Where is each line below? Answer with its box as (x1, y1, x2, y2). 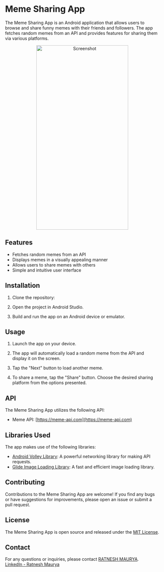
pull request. (5, 502, 30, 508)
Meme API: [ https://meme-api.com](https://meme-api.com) (12, 417, 132, 422)
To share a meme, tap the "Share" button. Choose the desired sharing (12, 375, 153, 381)
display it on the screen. (12, 356, 61, 361)
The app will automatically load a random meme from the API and (12, 350, 144, 356)
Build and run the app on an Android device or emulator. (12, 313, 125, 319)
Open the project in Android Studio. (12, 304, 84, 310)
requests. (12, 459, 32, 464)
